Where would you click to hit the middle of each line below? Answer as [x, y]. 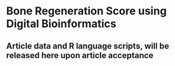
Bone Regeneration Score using [86, 11]
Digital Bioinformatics [61, 24]
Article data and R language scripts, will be [88, 46]
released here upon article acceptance [80, 55]
